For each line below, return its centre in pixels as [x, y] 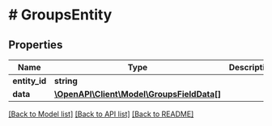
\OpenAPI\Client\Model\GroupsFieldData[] [137, 94]
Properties [36, 45]
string [66, 81]
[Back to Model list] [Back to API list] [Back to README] [101, 114]
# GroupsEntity [60, 15]
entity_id [30, 81]
